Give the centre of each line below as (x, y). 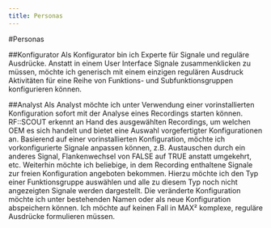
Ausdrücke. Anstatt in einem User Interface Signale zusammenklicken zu (129, 63)
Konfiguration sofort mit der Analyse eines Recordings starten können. (126, 113)
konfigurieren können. (45, 89)
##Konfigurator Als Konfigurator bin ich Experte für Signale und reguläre (129, 54)
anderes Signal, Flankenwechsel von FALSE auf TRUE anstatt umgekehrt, (130, 156)
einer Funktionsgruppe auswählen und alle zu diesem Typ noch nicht (123, 182)
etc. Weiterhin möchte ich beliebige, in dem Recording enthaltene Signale (131, 165)
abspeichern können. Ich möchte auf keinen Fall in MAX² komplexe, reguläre (135, 208)
